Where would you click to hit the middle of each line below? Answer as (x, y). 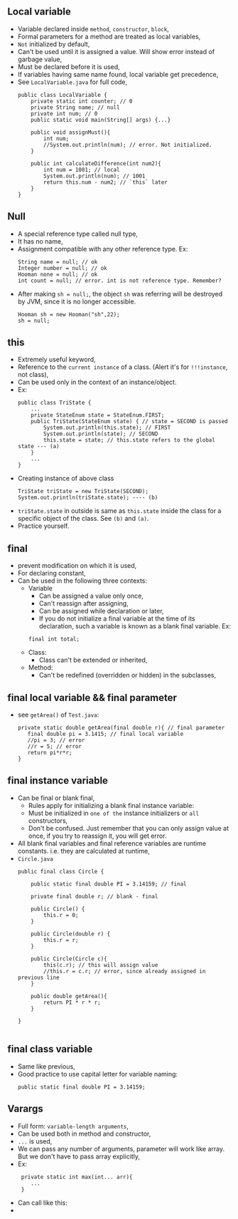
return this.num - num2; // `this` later (106, 182)
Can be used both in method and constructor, (84, 1134)
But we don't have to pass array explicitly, (79, 1156)
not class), (33, 375)
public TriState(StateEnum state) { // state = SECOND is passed (130, 422)
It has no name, (40, 241)
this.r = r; (61, 940)
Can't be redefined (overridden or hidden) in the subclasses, (128, 675)
